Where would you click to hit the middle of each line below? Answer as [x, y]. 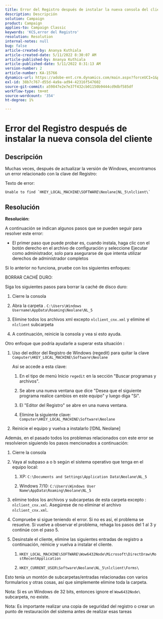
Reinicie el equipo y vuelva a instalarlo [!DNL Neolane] [66, 428]
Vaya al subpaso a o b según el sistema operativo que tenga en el [78, 462]
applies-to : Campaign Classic [36, 28]
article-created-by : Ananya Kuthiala [43, 50]
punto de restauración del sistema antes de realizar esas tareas [68, 611]
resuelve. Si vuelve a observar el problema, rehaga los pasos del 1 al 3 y [84, 524]
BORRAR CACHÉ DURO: [29, 277]
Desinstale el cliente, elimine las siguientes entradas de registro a [77, 539]
